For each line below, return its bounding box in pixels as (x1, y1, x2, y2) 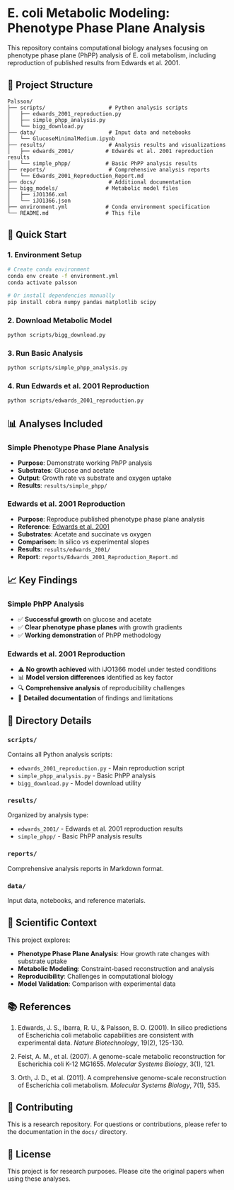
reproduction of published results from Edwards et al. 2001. (7, 58, 180, 67)
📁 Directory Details (7, 714, 92, 726)
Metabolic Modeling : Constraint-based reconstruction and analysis (17, 964, 215, 972)
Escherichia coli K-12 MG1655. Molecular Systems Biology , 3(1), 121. (17, 1060, 216, 1068)
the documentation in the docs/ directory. (7, 1128, 128, 1136)
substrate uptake (17, 957, 67, 965)
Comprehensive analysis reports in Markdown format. (7, 864, 164, 872)
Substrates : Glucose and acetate (17, 466, 115, 475)
